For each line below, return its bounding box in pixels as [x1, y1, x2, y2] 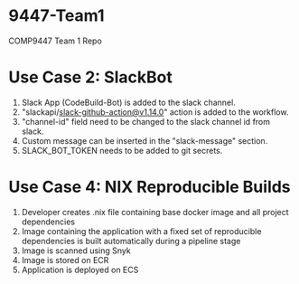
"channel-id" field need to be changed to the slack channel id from [21, 116, 271, 127]
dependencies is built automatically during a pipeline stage [21, 235, 241, 246]
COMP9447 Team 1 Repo [8, 35, 103, 46]
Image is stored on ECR [21, 254, 109, 265]
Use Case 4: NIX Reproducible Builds [8, 177, 291, 197]
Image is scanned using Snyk [21, 245, 132, 256]
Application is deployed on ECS [21, 264, 139, 275]
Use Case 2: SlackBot [8, 67, 173, 88]
